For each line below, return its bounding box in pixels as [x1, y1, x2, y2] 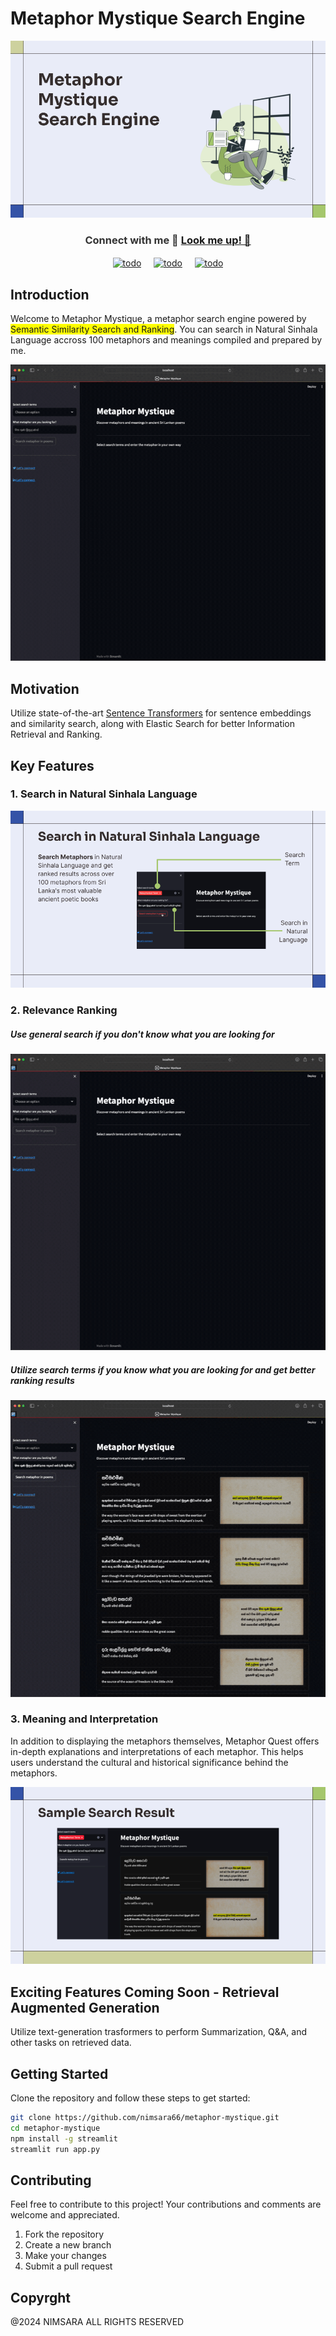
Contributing [10, 2172, 92, 2189]
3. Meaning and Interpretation [10, 1712, 159, 1726]
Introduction [10, 286, 90, 303]
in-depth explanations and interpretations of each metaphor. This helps [10, 1745, 304, 1757]
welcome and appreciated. [10, 2209, 120, 2221]
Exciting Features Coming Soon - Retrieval [10, 1983, 280, 2001]
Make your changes [24, 2250, 107, 2262]
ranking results [10, 1374, 75, 1386]
